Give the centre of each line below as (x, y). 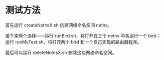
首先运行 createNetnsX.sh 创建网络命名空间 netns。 (59, 25)
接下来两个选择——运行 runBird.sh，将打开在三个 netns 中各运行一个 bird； (83, 35)
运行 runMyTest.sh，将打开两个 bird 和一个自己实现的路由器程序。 (73, 42)
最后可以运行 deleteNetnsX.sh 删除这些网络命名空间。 (61, 52)
